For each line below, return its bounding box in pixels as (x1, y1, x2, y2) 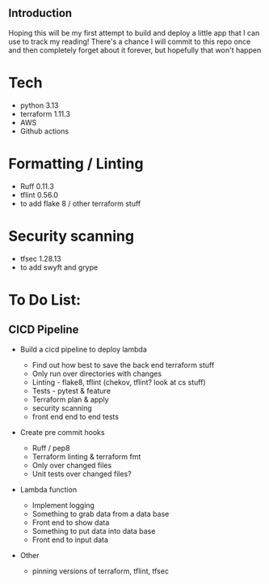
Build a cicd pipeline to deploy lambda (19, 344, 147, 354)
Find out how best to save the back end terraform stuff (32, 360, 215, 369)
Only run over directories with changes (32, 369, 162, 378)
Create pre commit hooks (19, 427, 105, 437)
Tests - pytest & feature (32, 386, 111, 395)
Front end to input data (32, 535, 109, 544)
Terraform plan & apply (32, 394, 109, 404)
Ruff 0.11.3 (19, 181, 54, 191)
